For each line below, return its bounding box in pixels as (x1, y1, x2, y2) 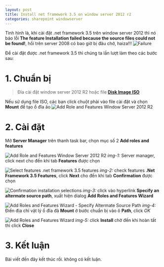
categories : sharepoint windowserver (5, 16, 83, 21)
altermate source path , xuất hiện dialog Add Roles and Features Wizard (5, 193, 154, 199)
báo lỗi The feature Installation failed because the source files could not (5, 35, 156, 41)
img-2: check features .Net (99, 167, 155, 173)
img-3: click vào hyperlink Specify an (82, 188, 160, 194)
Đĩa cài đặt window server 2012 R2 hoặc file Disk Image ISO (17, 89, 140, 95)
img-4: (142, 203, 156, 209)
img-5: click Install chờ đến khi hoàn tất (75, 217, 157, 223)
